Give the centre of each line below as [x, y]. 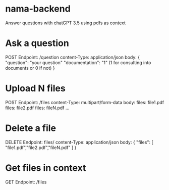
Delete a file [31, 128]
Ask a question [37, 43]
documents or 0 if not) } [30, 68]
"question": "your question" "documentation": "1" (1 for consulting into [78, 62]
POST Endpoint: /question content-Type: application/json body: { [73, 57]
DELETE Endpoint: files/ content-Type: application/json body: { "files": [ [79, 142]
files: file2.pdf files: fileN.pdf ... [37, 108]
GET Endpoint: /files [26, 182]
